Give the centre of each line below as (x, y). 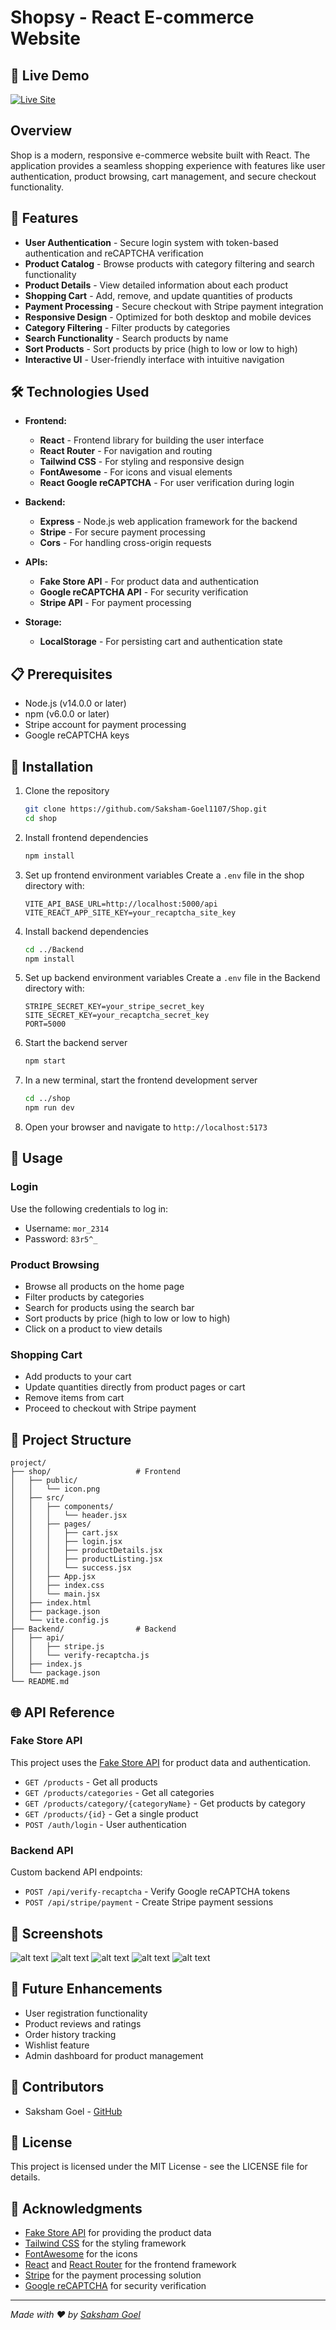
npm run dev (49, 1108)
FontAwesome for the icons (81, 2254)
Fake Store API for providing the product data (118, 2233)
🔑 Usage (36, 1158)
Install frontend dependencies (86, 837)
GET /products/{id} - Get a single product (111, 1813)
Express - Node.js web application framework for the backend (168, 522)
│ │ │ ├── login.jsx (66, 1542)
